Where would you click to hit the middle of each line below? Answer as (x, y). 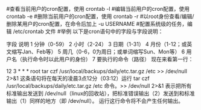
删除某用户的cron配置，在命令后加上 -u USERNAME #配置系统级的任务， (97, 24)
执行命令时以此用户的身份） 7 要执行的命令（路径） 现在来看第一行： (108, 59)
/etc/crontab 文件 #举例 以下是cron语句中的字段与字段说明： (88, 31)
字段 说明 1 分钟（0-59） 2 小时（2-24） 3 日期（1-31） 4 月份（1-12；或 (97, 44)
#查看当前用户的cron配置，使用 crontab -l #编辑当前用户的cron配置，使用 (98, 9)
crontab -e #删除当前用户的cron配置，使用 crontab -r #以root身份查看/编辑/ (100, 16)
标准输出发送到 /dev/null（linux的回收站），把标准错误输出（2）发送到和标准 (101, 93)
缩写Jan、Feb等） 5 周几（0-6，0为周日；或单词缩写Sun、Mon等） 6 (98, 52)
